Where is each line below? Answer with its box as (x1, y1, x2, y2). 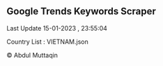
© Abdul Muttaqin (6, 51, 59, 59)
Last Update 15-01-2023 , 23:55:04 (6, 24, 107, 32)
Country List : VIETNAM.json (6, 38, 88, 46)
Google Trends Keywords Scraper (6, 6, 156, 17)
